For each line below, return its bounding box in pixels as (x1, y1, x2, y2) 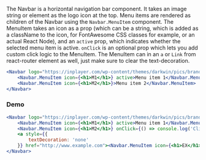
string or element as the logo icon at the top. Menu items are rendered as (6, 12, 191, 19)
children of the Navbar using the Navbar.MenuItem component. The (6, 18, 174, 25)
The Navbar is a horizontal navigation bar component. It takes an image (6, 5, 187, 12)
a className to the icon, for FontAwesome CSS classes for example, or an (6, 31, 195, 38)
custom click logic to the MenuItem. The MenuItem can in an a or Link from (6, 51, 196, 57)
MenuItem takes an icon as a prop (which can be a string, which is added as (6, 24, 199, 32)
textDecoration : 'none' (28, 137, 89, 143)
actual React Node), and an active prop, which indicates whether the (6, 38, 181, 45)
